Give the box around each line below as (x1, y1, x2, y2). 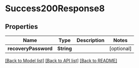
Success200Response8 (5, 3, 105, 14)
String (57, 45, 72, 52)
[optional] (109, 45, 132, 52)
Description (76, 37, 105, 44)
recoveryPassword (7, 45, 53, 52)
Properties (5, 23, 38, 31)
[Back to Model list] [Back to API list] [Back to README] (5, 58, 117, 64)
